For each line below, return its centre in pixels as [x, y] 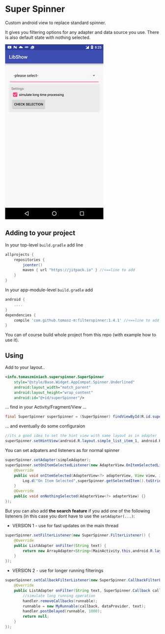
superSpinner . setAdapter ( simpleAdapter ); [48, 460]
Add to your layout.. [25, 367]
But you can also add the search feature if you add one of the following [78, 511]
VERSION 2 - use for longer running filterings [58, 571]
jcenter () [33, 265]
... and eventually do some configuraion [45, 426]
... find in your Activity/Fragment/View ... [46, 407]
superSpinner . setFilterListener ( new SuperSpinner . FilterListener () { [78, 535]
